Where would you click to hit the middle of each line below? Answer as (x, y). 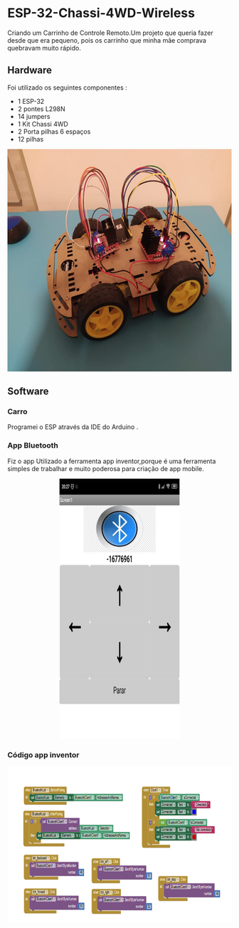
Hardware (30, 70)
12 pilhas (31, 139)
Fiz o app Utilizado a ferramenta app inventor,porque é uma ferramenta (112, 461)
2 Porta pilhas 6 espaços (54, 131)
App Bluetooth (33, 445)
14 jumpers (34, 116)
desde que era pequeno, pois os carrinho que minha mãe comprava (107, 40)
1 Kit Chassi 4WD (43, 124)
